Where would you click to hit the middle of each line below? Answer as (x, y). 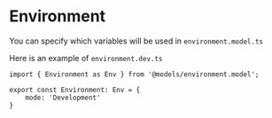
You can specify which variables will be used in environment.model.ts (136, 41)
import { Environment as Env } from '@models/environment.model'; (134, 74)
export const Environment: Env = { (75, 90)
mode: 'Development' (63, 98)
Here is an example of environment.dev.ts (86, 58)
